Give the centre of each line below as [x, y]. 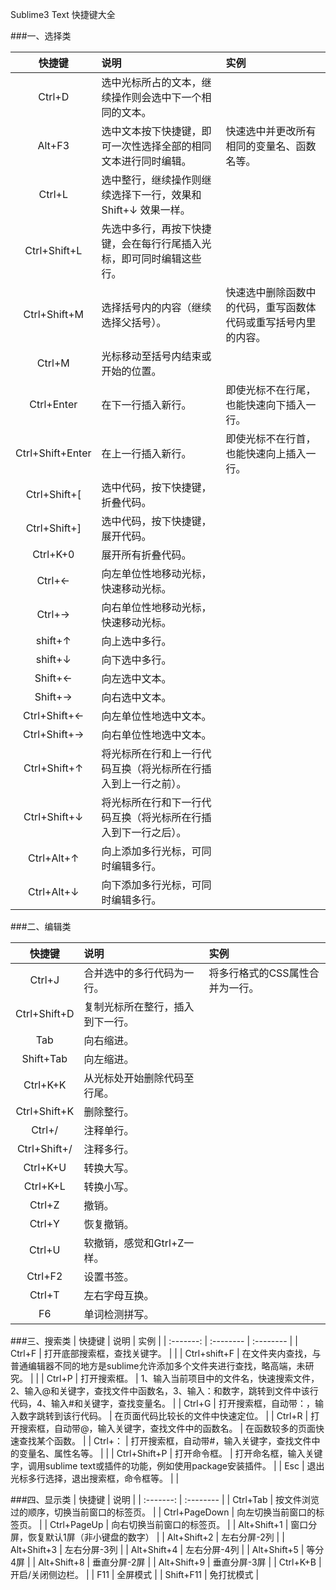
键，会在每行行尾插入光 [156, 243]
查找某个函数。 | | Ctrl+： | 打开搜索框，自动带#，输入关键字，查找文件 [165, 1441]
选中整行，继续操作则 [151, 180]
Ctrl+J [44, 980]
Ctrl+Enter [53, 404]
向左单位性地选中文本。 [156, 716]
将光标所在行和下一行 [151, 802]
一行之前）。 [159, 783]
